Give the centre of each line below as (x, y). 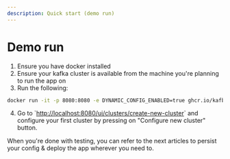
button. (27, 128)
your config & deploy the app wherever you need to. (80, 148)
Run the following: (42, 88)
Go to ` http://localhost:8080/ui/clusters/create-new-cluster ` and (107, 113)
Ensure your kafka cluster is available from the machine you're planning (118, 73)
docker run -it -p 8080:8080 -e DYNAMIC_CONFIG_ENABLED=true (96, 100)
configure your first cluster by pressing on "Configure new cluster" (111, 121)
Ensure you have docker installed (64, 66)
